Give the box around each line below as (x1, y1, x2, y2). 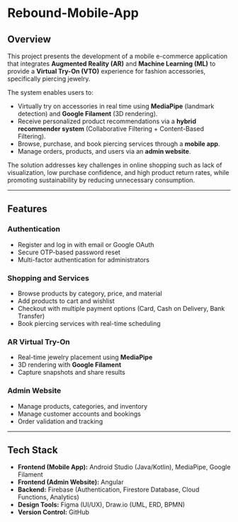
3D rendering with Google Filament (17, 361, 122, 369)
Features (7, 203, 47, 215)
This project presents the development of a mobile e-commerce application (7, 52, 228, 60)
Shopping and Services (7, 273, 90, 283)
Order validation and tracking (17, 416, 103, 426)
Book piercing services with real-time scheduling (17, 319, 161, 327)
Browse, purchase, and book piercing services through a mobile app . (17, 140, 220, 148)
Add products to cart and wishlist (17, 296, 115, 305)
